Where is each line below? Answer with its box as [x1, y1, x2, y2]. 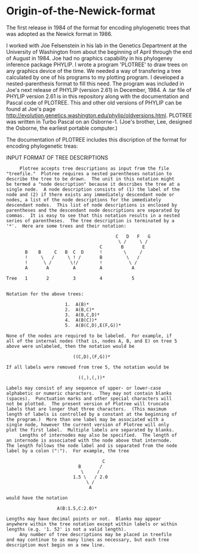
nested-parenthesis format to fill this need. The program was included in [6, 79, 184, 87]
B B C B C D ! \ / [24, 249, 143, 255]
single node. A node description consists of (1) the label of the [6, 186, 180, 192]
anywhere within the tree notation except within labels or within [6, 521, 178, 527]
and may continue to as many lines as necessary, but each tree [6, 537, 169, 543]
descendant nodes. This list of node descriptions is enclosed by [6, 202, 178, 208]
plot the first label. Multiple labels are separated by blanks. [6, 427, 175, 433]
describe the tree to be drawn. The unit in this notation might [6, 176, 175, 182]
